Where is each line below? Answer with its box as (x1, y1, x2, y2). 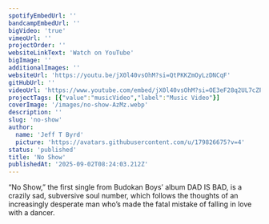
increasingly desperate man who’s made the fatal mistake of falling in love (8, 199, 252, 209)
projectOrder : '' (8, 42, 66, 50)
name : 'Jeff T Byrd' (15, 130, 84, 138)
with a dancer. (8, 208, 55, 218)
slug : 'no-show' (8, 116, 62, 124)
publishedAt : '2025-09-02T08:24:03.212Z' (8, 161, 149, 169)
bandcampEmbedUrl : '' (8, 19, 81, 27)
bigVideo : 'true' (8, 26, 66, 34)
